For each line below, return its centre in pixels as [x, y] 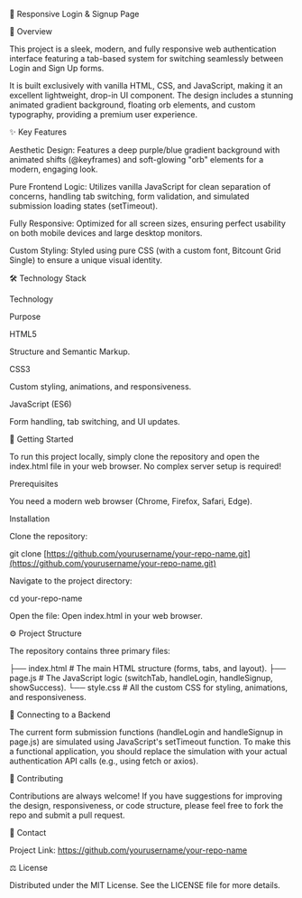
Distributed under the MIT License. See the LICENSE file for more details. [145, 885]
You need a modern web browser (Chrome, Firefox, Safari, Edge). [131, 501]
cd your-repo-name [46, 598]
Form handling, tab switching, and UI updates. [95, 421]
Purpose [25, 317]
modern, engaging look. [54, 169]
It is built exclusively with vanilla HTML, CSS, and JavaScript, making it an [146, 85]
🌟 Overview [31, 31]
